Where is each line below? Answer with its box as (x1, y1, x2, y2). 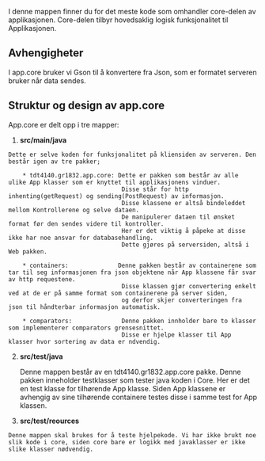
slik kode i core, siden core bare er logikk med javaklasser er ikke (8, 438, 246, 446)
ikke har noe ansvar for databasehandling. (8, 234, 154, 242)
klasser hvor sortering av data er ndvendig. (8, 337, 161, 345)
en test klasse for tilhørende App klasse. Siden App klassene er (19, 383, 226, 393)
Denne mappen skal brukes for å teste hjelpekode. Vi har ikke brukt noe (8, 431, 257, 439)
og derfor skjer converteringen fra (121, 296, 243, 304)
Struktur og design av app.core (8, 99, 165, 112)
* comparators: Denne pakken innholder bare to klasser (22, 317, 257, 325)
